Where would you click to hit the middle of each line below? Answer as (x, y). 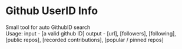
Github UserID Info (52, 11)
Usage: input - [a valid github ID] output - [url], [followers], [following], (91, 33)
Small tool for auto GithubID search (48, 27)
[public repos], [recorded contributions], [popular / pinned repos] (85, 40)
